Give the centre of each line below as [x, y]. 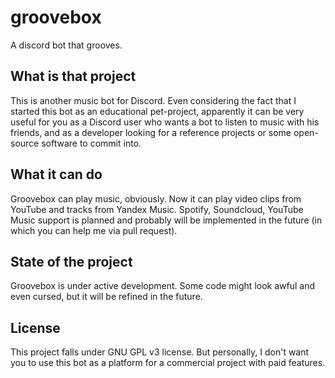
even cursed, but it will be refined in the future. [106, 297]
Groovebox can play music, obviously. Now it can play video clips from [156, 198]
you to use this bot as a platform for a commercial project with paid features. [168, 363]
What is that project [73, 76]
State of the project [71, 261]
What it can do [56, 174]
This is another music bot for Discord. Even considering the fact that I [153, 100]
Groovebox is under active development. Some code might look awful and [162, 286]
